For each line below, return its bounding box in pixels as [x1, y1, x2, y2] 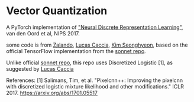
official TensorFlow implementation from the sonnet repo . [6, 47, 146, 54]
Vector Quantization [6, 4, 108, 18]
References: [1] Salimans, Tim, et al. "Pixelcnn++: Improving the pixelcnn [6, 77, 183, 84]
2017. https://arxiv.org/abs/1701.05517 [6, 89, 98, 96]
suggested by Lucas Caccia [6, 65, 74, 72]
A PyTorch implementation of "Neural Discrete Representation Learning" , [6, 24, 183, 31]
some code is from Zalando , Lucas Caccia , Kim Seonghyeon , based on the [6, 41, 188, 48]
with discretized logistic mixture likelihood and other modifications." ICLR [6, 83, 185, 90]
